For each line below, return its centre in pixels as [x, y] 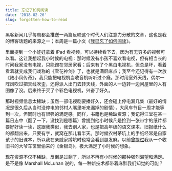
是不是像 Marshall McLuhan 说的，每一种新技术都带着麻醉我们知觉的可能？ [84, 163]
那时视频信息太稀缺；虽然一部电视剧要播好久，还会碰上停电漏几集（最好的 [84, 101]
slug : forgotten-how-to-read [36, 19]
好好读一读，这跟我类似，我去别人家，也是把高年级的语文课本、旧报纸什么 [88, 127]
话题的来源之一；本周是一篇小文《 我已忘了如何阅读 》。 [76, 41]
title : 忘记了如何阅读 [27, 10]
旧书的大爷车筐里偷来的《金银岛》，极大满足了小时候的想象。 [69, 146]
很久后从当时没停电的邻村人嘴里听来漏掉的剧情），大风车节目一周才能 [87, 108]
